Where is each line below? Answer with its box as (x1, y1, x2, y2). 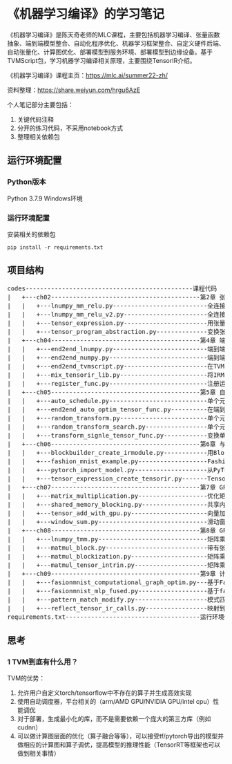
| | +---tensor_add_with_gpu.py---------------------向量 (7, 509, 220, 517)
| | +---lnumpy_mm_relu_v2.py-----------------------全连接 (7, 310, 226, 318)
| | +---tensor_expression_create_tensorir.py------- (7, 474, 208, 483)
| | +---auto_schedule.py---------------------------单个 (7, 397, 220, 404)
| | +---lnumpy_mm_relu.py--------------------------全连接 (7, 301, 226, 310)
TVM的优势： (7, 674, 46, 682)
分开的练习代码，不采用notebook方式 (17, 124, 124, 132)
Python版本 (7, 177, 46, 187)
